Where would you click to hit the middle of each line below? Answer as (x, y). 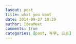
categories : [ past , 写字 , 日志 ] (39, 33)
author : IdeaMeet (24, 24)
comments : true (22, 29)
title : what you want (28, 15)
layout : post (19, 10)
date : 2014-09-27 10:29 (31, 19)
